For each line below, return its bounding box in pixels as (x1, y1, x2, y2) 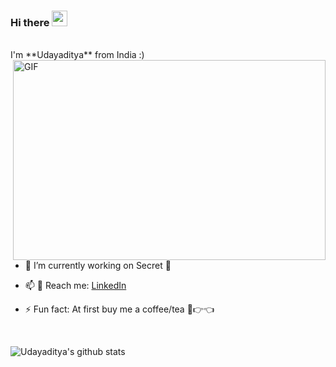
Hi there (10, 15, 50, 29)
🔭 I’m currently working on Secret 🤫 (24, 260, 172, 272)
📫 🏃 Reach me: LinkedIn (24, 280, 127, 292)
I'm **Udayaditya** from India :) (10, 49, 145, 61)
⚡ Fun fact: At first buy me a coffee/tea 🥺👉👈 (24, 303, 215, 315)
